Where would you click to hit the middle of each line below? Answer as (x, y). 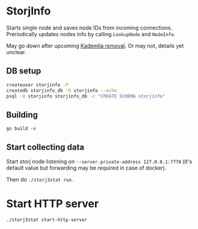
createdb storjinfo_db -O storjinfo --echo (62, 90)
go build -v (21, 129)
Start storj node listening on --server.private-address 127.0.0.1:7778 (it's (99, 161)
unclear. (16, 52)
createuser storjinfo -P (37, 85)
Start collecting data (45, 147)
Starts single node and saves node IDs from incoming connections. (89, 28)
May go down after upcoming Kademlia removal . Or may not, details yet (95, 46)
